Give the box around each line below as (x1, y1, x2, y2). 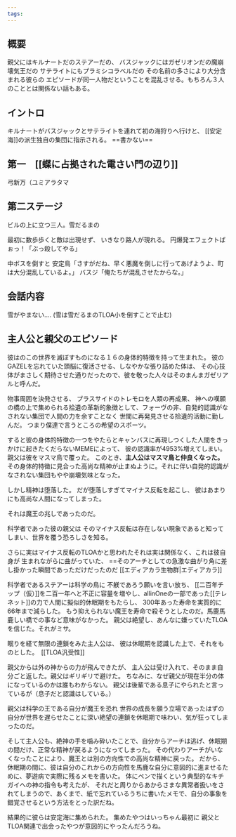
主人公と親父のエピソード (7, 333, 118, 345)
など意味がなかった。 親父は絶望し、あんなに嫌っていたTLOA (50, 615, 228, 624)
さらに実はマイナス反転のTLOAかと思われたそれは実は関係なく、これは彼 (7, 548, 220, 556)
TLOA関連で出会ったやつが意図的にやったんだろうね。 (7, 822, 165, 830)
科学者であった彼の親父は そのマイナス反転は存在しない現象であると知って (7, 524, 224, 532)
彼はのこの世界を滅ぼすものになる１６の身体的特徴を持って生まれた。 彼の (7, 352, 225, 362)
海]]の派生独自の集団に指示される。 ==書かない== (7, 136, 153, 144)
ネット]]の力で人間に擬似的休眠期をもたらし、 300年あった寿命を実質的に (7, 598, 223, 606)
